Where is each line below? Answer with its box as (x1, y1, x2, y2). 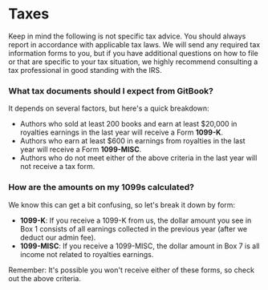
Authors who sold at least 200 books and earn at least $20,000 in (19, 119, 238, 129)
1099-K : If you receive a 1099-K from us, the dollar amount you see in (19, 215, 252, 225)
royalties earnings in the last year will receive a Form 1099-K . (19, 127, 223, 137)
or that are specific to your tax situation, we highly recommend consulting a (8, 57, 258, 66)
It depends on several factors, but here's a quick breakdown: (8, 103, 210, 113)
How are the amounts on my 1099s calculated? (8, 182, 195, 193)
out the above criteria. (8, 273, 82, 283)
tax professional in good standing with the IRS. (8, 65, 162, 75)
